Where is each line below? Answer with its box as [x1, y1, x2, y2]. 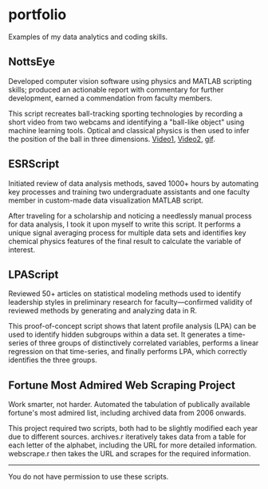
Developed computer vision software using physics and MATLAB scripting [8, 76, 252, 85]
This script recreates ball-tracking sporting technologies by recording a [8, 108, 243, 118]
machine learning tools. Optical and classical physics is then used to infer [8, 125, 250, 135]
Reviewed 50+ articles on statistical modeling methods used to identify [8, 289, 242, 298]
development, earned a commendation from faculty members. [8, 93, 213, 103]
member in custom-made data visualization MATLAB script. [8, 195, 204, 205]
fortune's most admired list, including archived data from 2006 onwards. [8, 408, 246, 418]
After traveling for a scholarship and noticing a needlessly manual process [8, 211, 253, 220]
